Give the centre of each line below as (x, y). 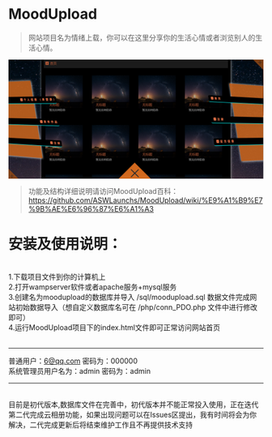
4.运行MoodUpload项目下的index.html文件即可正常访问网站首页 (115, 328)
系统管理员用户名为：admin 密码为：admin (80, 371)
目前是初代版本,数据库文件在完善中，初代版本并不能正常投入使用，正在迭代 (134, 405)
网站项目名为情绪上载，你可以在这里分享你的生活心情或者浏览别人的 (142, 37)
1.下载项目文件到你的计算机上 (57, 277)
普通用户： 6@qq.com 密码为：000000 (73, 361)
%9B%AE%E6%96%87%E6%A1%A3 (91, 209)
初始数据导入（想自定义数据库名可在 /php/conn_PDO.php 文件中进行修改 (136, 307)
